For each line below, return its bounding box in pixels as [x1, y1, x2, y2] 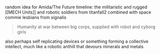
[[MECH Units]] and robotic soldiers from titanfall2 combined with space [5, 9, 151, 15]
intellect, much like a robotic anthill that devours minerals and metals [5, 44, 144, 49]
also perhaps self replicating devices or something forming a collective [5, 38, 149, 44]
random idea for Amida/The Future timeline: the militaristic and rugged [5, 4, 147, 10]
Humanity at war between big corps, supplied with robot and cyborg [17, 24, 156, 30]
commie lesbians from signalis [5, 15, 67, 20]
